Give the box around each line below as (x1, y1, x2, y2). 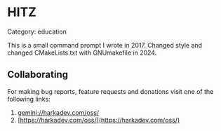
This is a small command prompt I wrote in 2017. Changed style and (7, 41, 202, 49)
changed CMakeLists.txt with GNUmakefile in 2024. (7, 48, 157, 57)
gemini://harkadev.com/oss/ (17, 108, 100, 116)
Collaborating (7, 69, 69, 81)
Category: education (7, 27, 67, 36)
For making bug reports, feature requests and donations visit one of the (7, 87, 214, 95)
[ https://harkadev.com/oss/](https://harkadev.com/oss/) (17, 116, 180, 124)
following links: (7, 95, 51, 103)
